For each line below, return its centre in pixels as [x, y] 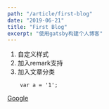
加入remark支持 [40, 63]
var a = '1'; [39, 85]
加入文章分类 [36, 72]
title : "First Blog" [38, 27]
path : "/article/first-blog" [50, 14]
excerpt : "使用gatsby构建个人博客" [55, 33]
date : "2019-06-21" [36, 20]
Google [18, 98]
